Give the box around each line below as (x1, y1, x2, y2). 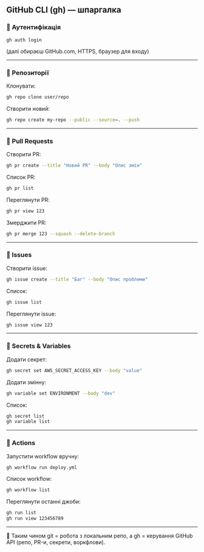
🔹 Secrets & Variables (6, 342, 71, 350)
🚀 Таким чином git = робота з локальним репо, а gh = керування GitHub (6, 532, 193, 540)
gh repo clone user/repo (6, 94, 69, 100)
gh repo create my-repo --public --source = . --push (6, 117, 140, 123)
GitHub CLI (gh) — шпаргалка (6, 5, 121, 15)
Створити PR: (6, 151, 41, 158)
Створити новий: (6, 105, 50, 112)
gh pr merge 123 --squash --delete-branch (6, 230, 115, 236)
